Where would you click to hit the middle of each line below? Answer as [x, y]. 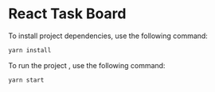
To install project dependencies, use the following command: [108, 36]
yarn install [30, 50]
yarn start [26, 80]
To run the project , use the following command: [87, 65]
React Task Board [67, 14]
